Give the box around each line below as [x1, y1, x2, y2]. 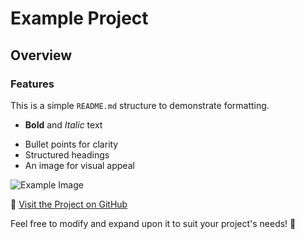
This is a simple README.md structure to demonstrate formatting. [10, 99, 270, 111]
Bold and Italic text [24, 118, 103, 131]
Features [10, 77, 55, 91]
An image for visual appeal [24, 159, 135, 171]
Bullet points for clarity [24, 138, 119, 150]
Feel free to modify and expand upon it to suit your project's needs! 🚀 [10, 217, 297, 229]
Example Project [10, 7, 149, 30]
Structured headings [24, 148, 110, 161]
